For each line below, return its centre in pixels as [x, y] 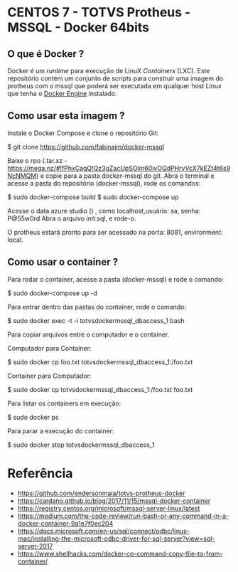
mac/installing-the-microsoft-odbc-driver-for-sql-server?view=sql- [116, 539]
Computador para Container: [49, 348]
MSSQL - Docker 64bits [78, 27]
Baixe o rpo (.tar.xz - [37, 160]
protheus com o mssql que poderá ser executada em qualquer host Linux [115, 86]
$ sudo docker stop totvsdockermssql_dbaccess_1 [81, 445]
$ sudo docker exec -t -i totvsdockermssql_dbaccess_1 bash [96, 320]
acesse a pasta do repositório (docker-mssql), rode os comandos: [104, 183]
